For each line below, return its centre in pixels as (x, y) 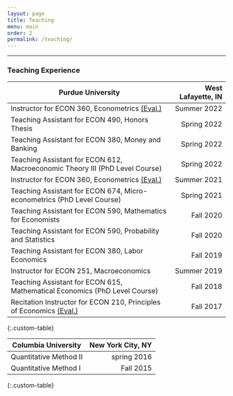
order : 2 (20, 33)
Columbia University (47, 345)
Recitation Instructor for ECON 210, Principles (86, 302)
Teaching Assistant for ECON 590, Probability (85, 231)
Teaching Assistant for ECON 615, (67, 282)
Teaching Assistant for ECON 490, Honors (80, 120)
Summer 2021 (199, 180)
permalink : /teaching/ (40, 40)
